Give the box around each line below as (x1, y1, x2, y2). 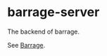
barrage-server (7, 4, 100, 20)
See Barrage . (7, 41, 46, 49)
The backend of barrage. (7, 27, 80, 36)
